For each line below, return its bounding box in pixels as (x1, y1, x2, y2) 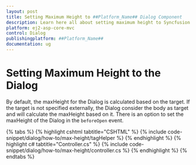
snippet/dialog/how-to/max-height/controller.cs (6, 147, 121, 154)
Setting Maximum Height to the (6, 67, 161, 80)
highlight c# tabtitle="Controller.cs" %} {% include (6, 140, 128, 147)
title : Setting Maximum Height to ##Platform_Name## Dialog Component (6, 14, 183, 20)
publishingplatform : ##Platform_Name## (6, 36, 104, 42)
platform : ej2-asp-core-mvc (6, 25, 75, 31)
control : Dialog (6, 30, 46, 36)
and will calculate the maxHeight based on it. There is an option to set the (6, 111, 184, 118)
